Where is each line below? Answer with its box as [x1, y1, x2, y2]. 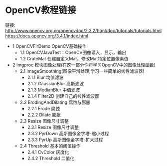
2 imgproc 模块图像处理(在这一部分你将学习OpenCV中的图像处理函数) [12, 62, 156, 68]
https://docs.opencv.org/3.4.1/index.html [5, 33, 89, 39]
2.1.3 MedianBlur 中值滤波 [27, 87, 80, 93]
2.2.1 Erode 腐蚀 [27, 105, 60, 111]
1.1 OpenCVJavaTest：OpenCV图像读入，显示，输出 [19, 49, 127, 55]
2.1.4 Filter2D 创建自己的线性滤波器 [27, 93, 100, 99]
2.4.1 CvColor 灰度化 [27, 149, 69, 155]
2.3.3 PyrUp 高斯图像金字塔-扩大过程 [27, 137, 103, 143]
